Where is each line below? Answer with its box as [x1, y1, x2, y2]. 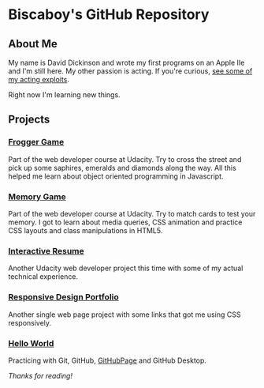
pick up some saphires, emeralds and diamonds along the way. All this [8, 163, 236, 172]
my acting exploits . [8, 75, 69, 84]
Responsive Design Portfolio [8, 292, 120, 303]
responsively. [8, 318, 52, 327]
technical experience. [8, 272, 79, 281]
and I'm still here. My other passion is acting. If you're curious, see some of [8, 66, 253, 76]
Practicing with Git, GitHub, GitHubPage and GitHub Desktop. [8, 356, 207, 365]
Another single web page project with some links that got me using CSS [8, 310, 241, 319]
